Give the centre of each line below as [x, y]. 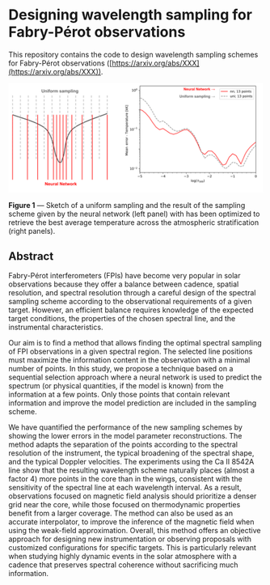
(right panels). [32, 231]
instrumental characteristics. [56, 327]
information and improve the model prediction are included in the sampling [133, 403]
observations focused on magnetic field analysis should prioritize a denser [133, 496]
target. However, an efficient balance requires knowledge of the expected [131, 310]
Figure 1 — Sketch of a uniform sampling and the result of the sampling [127, 205]
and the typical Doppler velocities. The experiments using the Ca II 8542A [131, 462]
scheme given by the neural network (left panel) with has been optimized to [134, 214]
